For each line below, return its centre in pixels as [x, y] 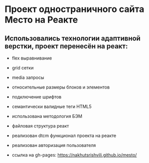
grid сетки [23, 68]
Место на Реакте [41, 20]
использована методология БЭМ [47, 116]
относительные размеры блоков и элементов [61, 87]
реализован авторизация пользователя [54, 145]
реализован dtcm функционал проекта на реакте [64, 135]
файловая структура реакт [40, 126]
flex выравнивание [32, 58]
